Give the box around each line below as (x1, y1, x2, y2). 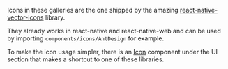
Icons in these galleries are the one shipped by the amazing (7, 6, 179, 14)
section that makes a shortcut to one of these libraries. (7, 55, 165, 63)
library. (45, 13, 66, 22)
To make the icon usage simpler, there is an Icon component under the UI (7, 48, 218, 56)
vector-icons (7, 13, 44, 22)
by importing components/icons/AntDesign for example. (7, 34, 165, 43)
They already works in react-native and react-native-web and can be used (7, 27, 222, 35)
